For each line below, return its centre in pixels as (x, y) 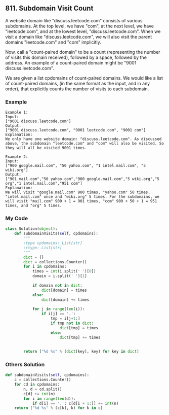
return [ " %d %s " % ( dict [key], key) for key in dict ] (81, 352)
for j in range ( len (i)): (58, 309)
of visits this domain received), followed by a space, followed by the (76, 57)
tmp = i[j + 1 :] (65, 319)
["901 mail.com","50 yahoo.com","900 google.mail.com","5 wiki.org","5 (82, 179)
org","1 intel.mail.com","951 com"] (44, 184)
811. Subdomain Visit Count (49, 8)
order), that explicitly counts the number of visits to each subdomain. (77, 89)
